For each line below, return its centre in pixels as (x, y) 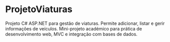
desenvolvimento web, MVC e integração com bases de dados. (72, 34)
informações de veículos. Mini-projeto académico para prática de (74, 28)
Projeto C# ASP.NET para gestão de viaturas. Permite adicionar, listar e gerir (85, 23)
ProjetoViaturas (39, 9)
